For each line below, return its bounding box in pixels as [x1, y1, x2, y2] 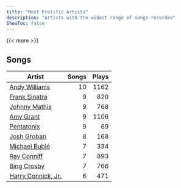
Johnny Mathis [9, 103, 52, 111]
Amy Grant [9, 113, 40, 121]
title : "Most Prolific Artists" [6, 9, 88, 15]
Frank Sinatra [9, 92, 48, 101]
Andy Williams [9, 83, 51, 91]
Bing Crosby [9, 162, 44, 170]
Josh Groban [9, 132, 47, 141]
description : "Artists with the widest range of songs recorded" [6, 15, 176, 21]
